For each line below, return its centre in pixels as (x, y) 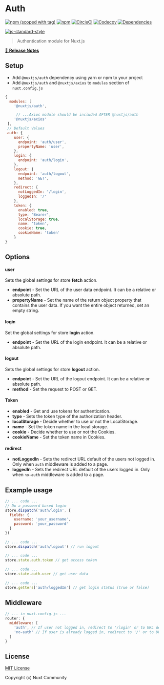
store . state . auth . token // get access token (51, 560)
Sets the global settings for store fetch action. (51, 280)
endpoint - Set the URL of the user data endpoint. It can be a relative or (84, 290)
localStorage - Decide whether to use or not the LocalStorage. (75, 421)
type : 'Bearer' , (34, 215)
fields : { (19, 515)
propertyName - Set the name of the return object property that (77, 300)
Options (18, 257)
